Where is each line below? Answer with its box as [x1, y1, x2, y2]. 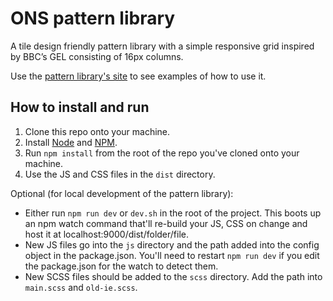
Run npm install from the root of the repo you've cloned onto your [24, 147, 300, 159]
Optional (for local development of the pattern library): [10, 187, 234, 199]
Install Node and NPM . [24, 136, 118, 148]
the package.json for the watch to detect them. [24, 260, 219, 272]
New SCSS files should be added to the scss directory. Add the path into [24, 270, 323, 282]
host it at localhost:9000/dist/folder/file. [24, 228, 190, 240]
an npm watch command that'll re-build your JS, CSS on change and [24, 217, 308, 229]
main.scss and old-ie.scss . [24, 281, 138, 293]
